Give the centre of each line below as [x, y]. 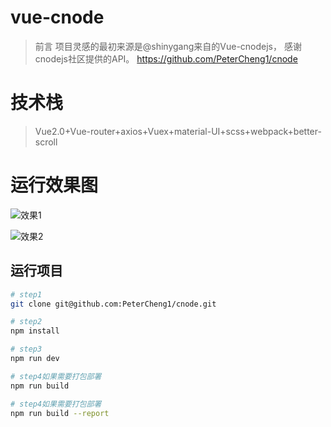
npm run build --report [60, 413]
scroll [46, 142]
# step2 [26, 322]
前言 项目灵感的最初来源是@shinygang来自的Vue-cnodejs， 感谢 [168, 46]
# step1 [26, 294]
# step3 [26, 349]
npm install [35, 331]
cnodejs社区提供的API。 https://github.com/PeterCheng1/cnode [166, 58]
